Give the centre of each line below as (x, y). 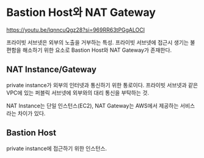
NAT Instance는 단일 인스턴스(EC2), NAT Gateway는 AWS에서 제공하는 (93, 106)
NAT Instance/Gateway (51, 70)
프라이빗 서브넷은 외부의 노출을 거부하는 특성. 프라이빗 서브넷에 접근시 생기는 (98, 42)
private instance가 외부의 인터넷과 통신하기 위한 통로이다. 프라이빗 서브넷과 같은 (102, 85)
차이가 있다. (31, 113)
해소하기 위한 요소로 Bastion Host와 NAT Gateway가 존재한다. (97, 50)
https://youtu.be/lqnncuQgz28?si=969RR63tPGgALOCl (76, 30)
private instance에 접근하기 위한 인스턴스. (57, 148)
